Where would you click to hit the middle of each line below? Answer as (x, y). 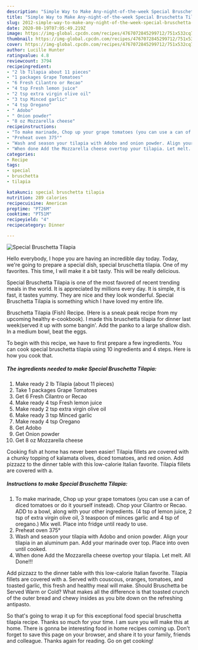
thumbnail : (20, 39)
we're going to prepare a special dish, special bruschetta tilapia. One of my (98, 265)
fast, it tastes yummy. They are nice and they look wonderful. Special (90, 295)
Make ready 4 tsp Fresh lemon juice (58, 402)
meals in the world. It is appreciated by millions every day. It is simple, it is (96, 288)
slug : (13, 22)
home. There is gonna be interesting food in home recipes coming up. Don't (98, 628)
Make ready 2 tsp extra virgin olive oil (61, 409)
